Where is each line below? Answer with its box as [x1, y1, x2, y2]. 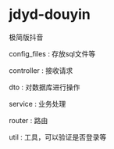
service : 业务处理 [9, 99, 66, 108]
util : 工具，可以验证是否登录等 [9, 132, 107, 142]
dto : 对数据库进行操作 [9, 82, 80, 92]
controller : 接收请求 [9, 65, 73, 75]
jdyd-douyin [9, 5, 91, 24]
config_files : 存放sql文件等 [9, 49, 96, 58]
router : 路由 [9, 115, 48, 125]
